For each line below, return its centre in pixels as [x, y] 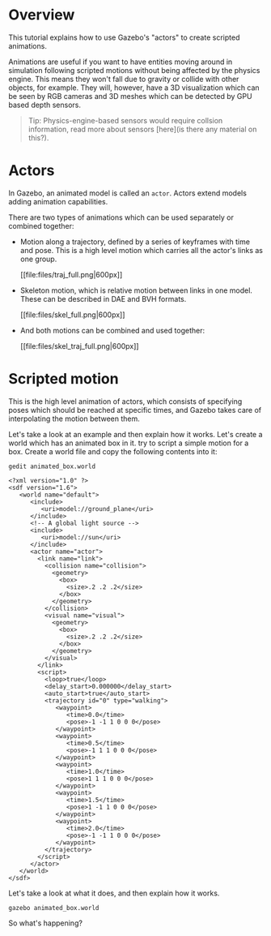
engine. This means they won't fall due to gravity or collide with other [124, 79]
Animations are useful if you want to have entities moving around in [121, 62]
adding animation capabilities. [58, 201]
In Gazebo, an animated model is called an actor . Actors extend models [127, 193]
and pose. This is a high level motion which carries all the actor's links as [142, 250]
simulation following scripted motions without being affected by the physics [134, 70]
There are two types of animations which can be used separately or [121, 217]
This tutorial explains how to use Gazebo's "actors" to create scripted [124, 37]
